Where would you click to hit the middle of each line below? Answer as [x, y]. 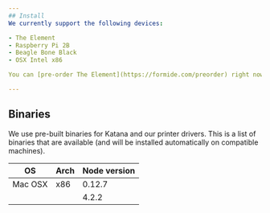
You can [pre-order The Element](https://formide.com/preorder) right [129, 75]
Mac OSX [30, 184]
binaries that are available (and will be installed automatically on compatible [133, 142]
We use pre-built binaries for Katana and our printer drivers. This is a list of [132, 133]
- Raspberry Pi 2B [39, 45]
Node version [108, 170]
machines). [27, 150]
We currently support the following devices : [86, 23]
